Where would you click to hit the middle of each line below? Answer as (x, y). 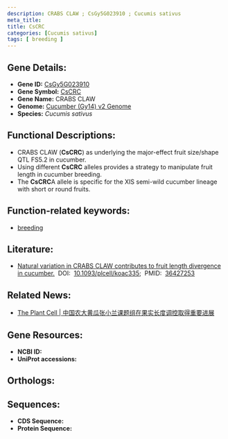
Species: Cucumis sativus (55, 113)
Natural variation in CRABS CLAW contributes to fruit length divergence (119, 266)
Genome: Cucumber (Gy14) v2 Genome (74, 106)
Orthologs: (31, 381)
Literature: (30, 249)
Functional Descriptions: (61, 136)
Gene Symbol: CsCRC (49, 92)
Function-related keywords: (69, 211)
